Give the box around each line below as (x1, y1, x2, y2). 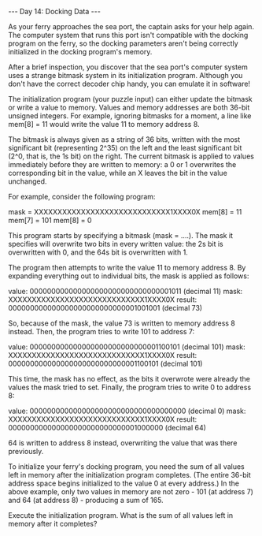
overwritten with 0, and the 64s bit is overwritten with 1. (8, 248, 189, 257)
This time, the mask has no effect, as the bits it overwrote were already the (8, 374, 250, 383)
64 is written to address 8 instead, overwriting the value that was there (8, 438, 238, 448)
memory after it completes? (8, 519, 98, 528)
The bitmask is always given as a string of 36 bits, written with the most (8, 135, 241, 144)
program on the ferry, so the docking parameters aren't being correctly (8, 39, 238, 48)
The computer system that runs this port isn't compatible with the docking (8, 31, 249, 39)
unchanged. (8, 177, 47, 186)
